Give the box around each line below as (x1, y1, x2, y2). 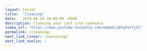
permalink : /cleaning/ (5, 30, 51, 34)
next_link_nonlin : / (5, 39, 47, 44)
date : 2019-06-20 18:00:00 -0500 (5, 16, 77, 21)
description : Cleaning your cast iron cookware (5, 20, 104, 26)
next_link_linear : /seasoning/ (5, 34, 69, 39)
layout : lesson (5, 7, 36, 12)
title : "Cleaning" (5, 12, 45, 17)
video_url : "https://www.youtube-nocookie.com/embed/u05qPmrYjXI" (5, 25, 143, 30)
